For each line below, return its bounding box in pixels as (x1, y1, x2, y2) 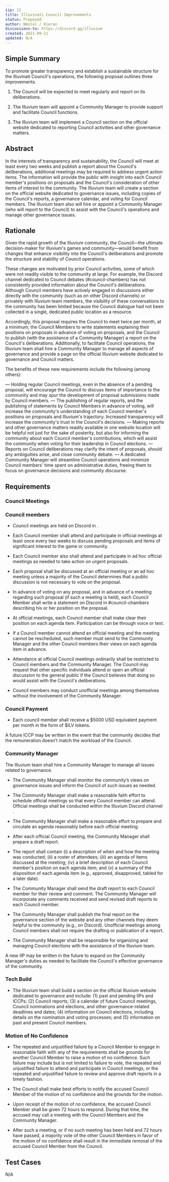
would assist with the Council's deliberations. (12, 677, 107, 683)
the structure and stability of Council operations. (5, 256, 106, 262)
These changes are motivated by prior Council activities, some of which (5, 266, 155, 272)
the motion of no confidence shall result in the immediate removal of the (12, 1138, 162, 1144)
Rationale (5, 226, 36, 235)
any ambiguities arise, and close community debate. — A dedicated (5, 452, 146, 458)
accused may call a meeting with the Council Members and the (12, 1112, 144, 1118)
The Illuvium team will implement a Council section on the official (12, 119, 148, 125)
